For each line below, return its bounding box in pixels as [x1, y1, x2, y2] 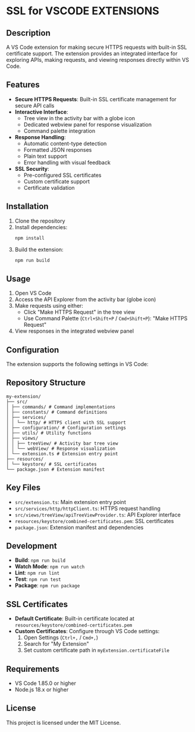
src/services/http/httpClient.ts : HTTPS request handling [14, 505, 161, 512]
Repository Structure [6, 378, 86, 388]
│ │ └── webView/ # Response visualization [6, 445, 116, 452]
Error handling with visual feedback [23, 159, 111, 166]
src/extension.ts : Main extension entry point [14, 498, 126, 505]
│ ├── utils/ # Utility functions [6, 430, 92, 436]
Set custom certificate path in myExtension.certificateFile [23, 647, 169, 654]
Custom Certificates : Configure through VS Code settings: [14, 628, 160, 635]
